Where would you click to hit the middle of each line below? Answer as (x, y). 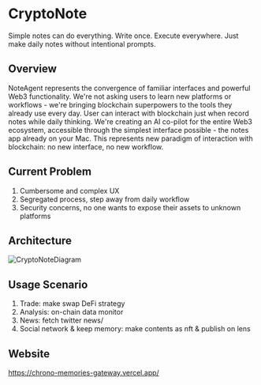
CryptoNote (48, 14)
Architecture (40, 241)
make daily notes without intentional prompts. (82, 43)
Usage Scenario (48, 284)
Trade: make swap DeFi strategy (72, 304)
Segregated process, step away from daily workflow (104, 199)
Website (29, 354)
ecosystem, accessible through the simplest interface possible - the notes (129, 130)
